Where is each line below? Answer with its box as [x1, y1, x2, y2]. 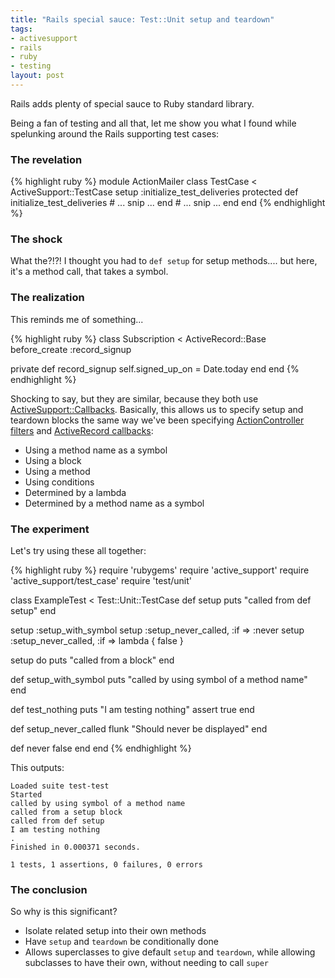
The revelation [10, 152, 83, 166]
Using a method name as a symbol [24, 444, 168, 456]
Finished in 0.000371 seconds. [10, 842, 141, 853]
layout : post [10, 71, 65, 81]
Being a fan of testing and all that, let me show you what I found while [10, 117, 297, 129]
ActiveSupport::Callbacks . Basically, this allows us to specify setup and [10, 403, 304, 415]
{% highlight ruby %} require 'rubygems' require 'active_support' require [10, 564, 310, 576]
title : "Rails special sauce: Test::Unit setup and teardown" [10, 14, 275, 25]
